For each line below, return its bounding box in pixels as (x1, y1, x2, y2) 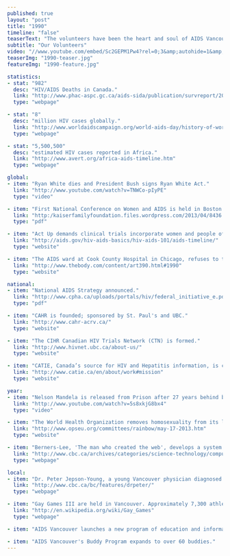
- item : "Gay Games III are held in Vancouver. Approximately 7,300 (7, 501, 207, 507)
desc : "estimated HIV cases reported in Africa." (13, 149, 157, 156)
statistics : (7, 73, 41, 80)
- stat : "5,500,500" (7, 142, 66, 149)
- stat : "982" (7, 79, 48, 86)
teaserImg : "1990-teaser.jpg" (7, 55, 94, 62)
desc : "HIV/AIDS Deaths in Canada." (13, 86, 118, 93)
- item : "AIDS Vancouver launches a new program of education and (7, 525, 201, 533)
